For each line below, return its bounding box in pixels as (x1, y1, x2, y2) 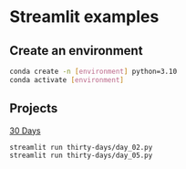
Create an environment (9, 43, 143, 58)
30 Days (9, 125, 41, 136)
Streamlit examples (9, 6, 160, 27)
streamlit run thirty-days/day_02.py (9, 143, 153, 152)
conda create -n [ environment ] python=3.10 (9, 67, 178, 76)
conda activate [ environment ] (9, 75, 125, 84)
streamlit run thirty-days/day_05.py (9, 151, 153, 161)
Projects (9, 100, 58, 116)
